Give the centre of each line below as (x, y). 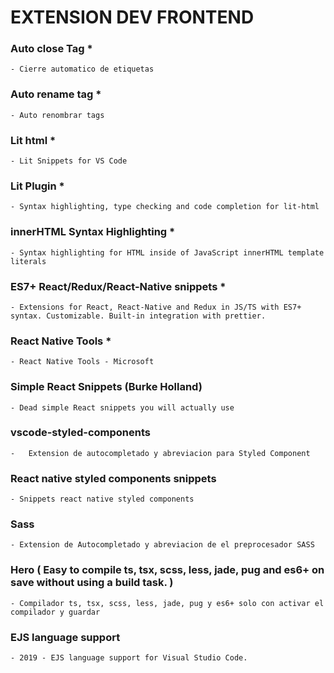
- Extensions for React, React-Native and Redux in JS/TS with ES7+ (156, 307)
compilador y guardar (55, 612)
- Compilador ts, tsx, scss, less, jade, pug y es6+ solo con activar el (167, 603)
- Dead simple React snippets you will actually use (122, 407)
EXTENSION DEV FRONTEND (132, 17)
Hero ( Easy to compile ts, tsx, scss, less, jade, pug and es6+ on (167, 570)
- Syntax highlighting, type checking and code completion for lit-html (165, 207)
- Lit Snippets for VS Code (69, 161)
